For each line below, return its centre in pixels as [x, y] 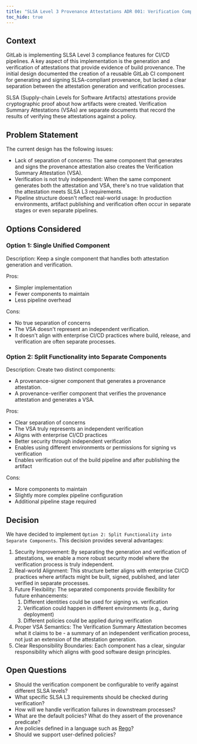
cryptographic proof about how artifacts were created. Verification [86, 104]
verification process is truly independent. [64, 564]
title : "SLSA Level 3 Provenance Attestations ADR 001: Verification [93, 11]
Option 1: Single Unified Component [58, 246]
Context [21, 41]
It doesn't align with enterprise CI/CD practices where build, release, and [102, 335]
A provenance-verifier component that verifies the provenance [90, 393]
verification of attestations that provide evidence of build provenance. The [96, 68]
